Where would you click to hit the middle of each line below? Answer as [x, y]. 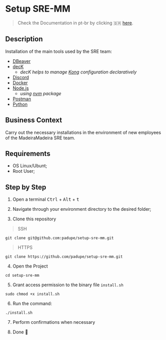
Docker [20, 83]
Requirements [28, 153]
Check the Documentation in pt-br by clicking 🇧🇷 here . [75, 23]
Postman [22, 99]
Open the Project [30, 266]
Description [24, 39]
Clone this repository [34, 219]
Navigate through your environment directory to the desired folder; [82, 209]
